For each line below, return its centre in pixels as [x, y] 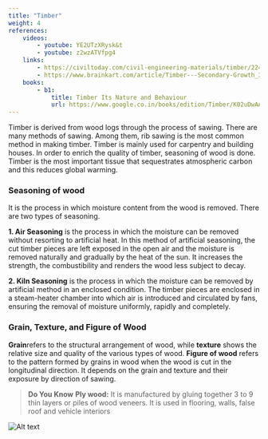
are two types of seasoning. [54, 216]
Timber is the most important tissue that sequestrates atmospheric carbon [130, 161]
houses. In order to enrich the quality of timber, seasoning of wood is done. [132, 153]
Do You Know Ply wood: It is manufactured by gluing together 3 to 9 [140, 394]
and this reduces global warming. [63, 170]
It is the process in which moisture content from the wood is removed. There [134, 208]
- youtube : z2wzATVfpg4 [76, 53]
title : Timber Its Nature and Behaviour [119, 97]
